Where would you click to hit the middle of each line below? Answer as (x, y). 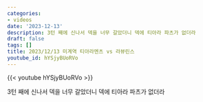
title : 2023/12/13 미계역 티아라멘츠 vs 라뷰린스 (71, 52)
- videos (20, 20)
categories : (24, 13)
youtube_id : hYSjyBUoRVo (43, 58)
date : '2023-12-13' (35, 26)
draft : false (26, 39)
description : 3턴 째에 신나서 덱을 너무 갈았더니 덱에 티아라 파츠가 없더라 (101, 33)
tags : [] (20, 45)
